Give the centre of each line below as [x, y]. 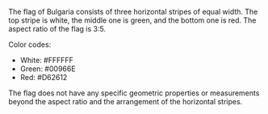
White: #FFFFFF [47, 60]
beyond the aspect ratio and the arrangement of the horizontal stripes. [126, 101]
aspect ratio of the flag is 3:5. [57, 29]
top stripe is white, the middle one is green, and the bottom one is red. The [132, 20]
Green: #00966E [48, 69]
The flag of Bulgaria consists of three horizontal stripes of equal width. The [133, 12]
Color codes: [30, 44]
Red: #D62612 [44, 77]
